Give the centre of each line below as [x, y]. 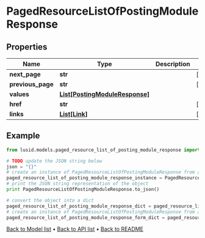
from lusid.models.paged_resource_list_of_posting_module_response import [103, 150]
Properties [27, 47]
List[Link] [74, 114]
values [19, 94]
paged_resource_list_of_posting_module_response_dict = [79, 206]
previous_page [31, 84]
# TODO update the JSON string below [54, 161]
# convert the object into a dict [50, 200]
